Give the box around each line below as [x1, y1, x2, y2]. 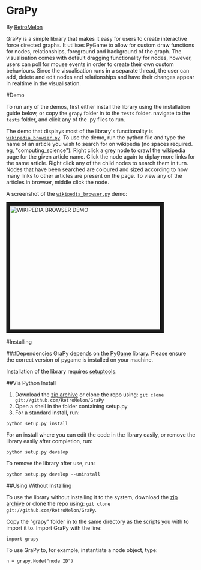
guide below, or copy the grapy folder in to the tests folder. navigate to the [6, 109, 190, 117]
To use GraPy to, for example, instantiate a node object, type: [6, 546, 158, 553]
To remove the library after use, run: [6, 459, 95, 467]
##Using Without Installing [6, 482, 72, 489]
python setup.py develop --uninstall [6, 471, 101, 478]
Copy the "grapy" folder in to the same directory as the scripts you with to [6, 518, 189, 525]
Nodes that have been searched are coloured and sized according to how [6, 166, 188, 173]
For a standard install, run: [14, 409, 80, 416]
